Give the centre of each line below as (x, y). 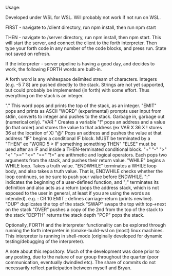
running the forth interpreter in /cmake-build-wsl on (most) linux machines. (85, 230)
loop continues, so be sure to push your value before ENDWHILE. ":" (78, 177)
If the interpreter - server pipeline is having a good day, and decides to (80, 64)
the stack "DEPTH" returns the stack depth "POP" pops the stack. (75, 215)
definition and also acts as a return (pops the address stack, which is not (82, 188)
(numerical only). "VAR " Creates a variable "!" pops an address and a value (85, 122)
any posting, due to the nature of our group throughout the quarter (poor (82, 257)
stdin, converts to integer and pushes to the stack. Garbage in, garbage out (85, 116)
